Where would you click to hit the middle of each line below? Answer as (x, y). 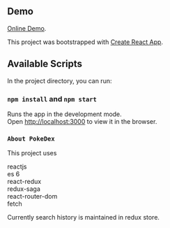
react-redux (24, 182)
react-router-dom (32, 197)
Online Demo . (27, 28)
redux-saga (24, 189)
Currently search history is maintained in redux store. (84, 218)
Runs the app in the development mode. (64, 114)
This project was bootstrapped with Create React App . (85, 42)
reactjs (17, 166)
